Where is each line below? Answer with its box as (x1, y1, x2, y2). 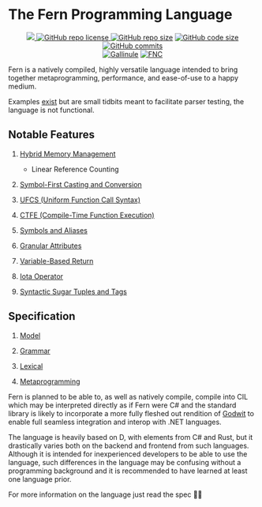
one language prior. (8, 474, 72, 483)
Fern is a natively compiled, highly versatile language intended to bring (8, 65, 238, 74)
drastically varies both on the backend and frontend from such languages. (8, 441, 249, 450)
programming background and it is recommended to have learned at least (8, 466, 248, 475)
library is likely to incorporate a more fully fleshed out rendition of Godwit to (8, 408, 255, 418)
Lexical (19, 361, 43, 370)
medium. (8, 81, 37, 91)
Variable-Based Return (19, 256, 94, 265)
